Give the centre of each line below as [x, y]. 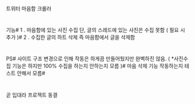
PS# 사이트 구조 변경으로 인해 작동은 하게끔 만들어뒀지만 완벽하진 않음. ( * [90, 59]
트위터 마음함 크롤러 [29, 8]
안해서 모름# [31, 73]
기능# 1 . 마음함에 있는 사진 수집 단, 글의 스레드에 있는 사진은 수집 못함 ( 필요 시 [96, 30]
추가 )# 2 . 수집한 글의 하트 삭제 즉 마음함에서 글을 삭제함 [71, 37]
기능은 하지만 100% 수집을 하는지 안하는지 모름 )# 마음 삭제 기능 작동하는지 [97, 66]
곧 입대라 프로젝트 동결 [32, 95]
